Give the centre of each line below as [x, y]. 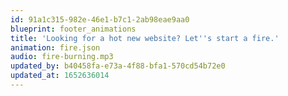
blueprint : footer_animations [73, 29]
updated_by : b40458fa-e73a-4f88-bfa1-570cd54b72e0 [118, 66]
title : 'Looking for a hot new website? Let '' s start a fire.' [145, 38]
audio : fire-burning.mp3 [62, 57]
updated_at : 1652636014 [60, 76]
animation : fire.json [55, 47]
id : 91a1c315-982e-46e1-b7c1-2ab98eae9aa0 [100, 19]
